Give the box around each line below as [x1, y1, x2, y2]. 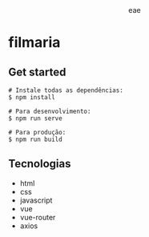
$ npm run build [8, 135, 62, 143]
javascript [19, 195, 53, 205]
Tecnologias [8, 157, 71, 171]
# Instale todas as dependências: [8, 86, 124, 94]
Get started [8, 65, 66, 78]
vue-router [19, 212, 56, 222]
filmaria [8, 34, 61, 52]
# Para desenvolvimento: [8, 107, 91, 115]
